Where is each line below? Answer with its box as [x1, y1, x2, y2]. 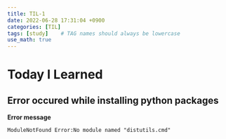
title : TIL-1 [7, 10, 46, 18]
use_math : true [7, 37, 52, 44]
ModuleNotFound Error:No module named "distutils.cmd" [7, 127, 171, 134]
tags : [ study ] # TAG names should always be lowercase [7, 29, 180, 37]
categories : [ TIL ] [7, 23, 61, 30]
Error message [7, 113, 51, 121]
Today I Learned [7, 67, 103, 83]
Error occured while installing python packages [7, 94, 219, 106]
